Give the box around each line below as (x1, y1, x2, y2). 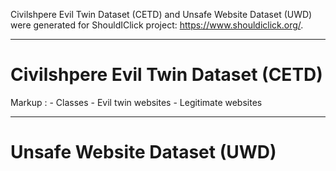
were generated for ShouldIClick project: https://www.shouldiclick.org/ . (10, 19, 304, 31)
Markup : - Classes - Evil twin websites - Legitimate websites (10, 96, 263, 108)
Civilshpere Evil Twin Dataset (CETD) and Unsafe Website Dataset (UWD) (10, 9, 313, 20)
